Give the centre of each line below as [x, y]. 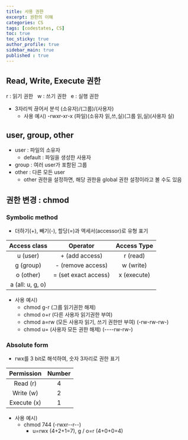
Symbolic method [32, 217]
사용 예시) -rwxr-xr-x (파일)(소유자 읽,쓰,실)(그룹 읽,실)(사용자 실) [99, 116]
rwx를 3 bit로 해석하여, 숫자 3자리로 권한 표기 [67, 358]
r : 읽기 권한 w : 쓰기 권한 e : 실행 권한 [53, 96]
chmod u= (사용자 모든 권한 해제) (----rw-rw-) [78, 329]
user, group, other [40, 135]
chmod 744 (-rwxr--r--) [52, 425]
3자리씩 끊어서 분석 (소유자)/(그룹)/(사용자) [64, 109]
